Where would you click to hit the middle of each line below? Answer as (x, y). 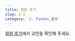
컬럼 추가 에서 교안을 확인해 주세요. (38, 34)
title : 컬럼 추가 (21, 10)
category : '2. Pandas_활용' (33, 19)
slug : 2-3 (15, 14)
